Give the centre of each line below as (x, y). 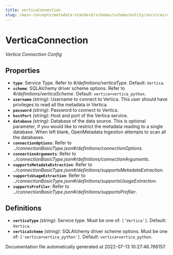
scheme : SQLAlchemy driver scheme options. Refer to (69, 88)
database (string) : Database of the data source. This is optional (79, 121)
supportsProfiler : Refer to (41, 187)
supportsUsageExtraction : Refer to (49, 175)
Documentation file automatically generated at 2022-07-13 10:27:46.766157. (86, 247)
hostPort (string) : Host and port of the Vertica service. (70, 115)
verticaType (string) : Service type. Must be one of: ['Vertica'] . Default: (89, 221)
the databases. (29, 138)
